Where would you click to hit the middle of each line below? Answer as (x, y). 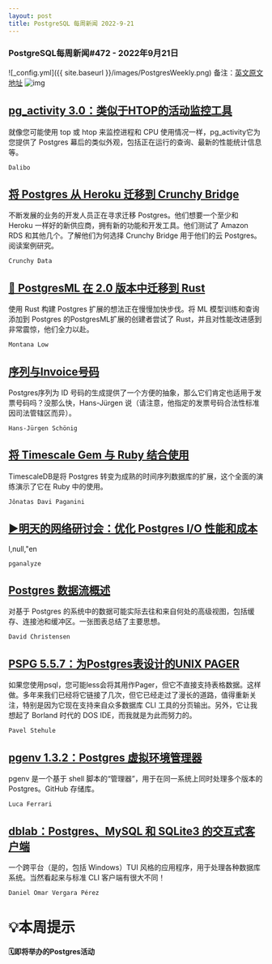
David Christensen (39, 637)
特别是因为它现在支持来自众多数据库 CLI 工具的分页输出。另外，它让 (136, 705)
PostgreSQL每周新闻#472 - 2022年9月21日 (93, 54)
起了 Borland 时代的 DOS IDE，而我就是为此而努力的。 (106, 716)
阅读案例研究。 (33, 246)
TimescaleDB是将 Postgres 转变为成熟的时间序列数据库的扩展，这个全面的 (132, 476)
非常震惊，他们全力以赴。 (51, 329)
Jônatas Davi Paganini (47, 501)
